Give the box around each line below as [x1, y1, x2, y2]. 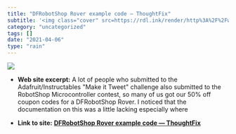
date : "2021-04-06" [7, 36, 65, 43]
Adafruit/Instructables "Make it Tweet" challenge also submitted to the [17, 83, 221, 91]
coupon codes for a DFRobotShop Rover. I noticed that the [17, 98, 187, 106]
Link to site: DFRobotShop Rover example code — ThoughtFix [17, 119, 202, 127]
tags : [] [7, 29, 33, 37]
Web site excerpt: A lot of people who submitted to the [17, 75, 178, 83]
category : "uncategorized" [7, 23, 86, 30]
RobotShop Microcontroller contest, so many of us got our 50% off [17, 91, 211, 98]
